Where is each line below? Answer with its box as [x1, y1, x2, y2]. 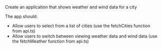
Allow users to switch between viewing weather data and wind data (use [12, 33, 158, 39]
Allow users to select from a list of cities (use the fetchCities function [12, 23, 151, 29]
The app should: [5, 14, 38, 19]
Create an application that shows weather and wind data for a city [5, 4, 137, 10]
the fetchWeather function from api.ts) [12, 38, 89, 44]
